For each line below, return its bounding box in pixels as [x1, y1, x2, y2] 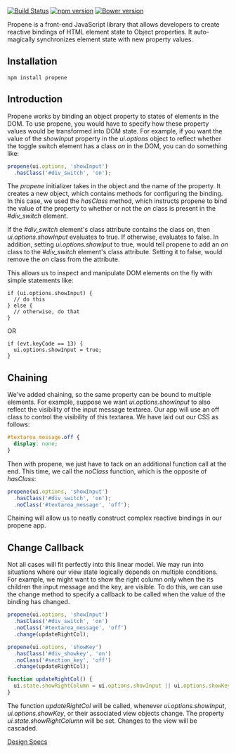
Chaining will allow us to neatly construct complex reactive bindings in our [7, 513, 223, 523]
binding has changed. [7, 598, 70, 606]
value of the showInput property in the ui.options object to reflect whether [7, 134, 222, 143]
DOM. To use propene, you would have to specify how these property [7, 119, 209, 128]
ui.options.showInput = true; [13, 346, 102, 354]
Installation [7, 55, 58, 67]
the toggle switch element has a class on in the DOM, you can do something [7, 141, 228, 150]
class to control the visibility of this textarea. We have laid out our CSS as [7, 413, 219, 421]
